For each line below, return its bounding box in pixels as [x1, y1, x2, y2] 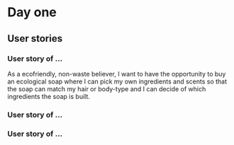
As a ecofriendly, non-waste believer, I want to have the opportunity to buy [7, 69, 226, 78]
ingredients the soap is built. [7, 92, 91, 100]
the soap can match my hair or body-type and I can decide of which [7, 84, 206, 93]
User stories [7, 33, 62, 45]
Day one [7, 4, 57, 21]
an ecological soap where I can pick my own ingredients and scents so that [7, 77, 228, 86]
